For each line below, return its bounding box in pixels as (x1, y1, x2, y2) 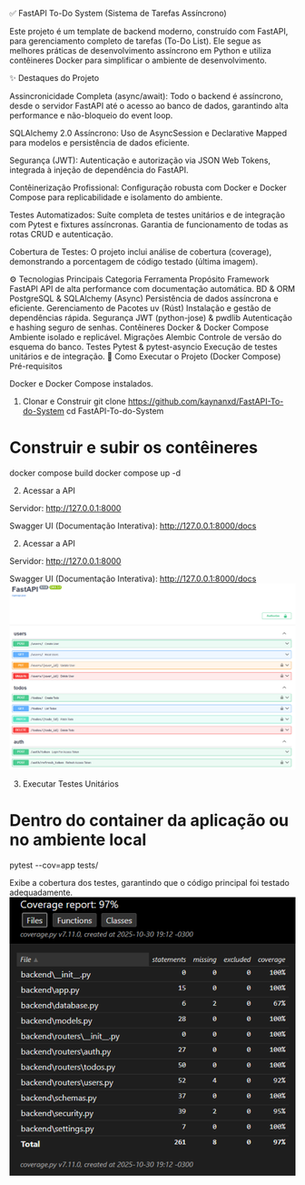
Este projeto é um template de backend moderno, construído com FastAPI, (9, 26, 289, 36)
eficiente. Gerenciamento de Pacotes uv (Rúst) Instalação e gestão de (9, 303, 271, 313)
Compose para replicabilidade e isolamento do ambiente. (9, 192, 223, 203)
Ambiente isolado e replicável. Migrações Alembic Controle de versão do (9, 332, 282, 342)
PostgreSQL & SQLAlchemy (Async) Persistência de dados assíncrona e (9, 293, 279, 304)
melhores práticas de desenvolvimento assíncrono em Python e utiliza (9, 45, 272, 55)
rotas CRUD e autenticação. (9, 229, 113, 239)
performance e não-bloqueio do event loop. (9, 110, 173, 121)
